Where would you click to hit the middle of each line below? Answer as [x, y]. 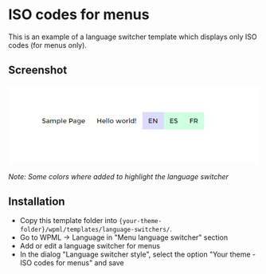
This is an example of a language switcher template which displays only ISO [133, 37]
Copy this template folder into [68, 221]
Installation [37, 201]
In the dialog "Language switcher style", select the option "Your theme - [138, 254]
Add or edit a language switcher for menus [90, 246]
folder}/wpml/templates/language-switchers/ [95, 230]
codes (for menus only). [48, 45]
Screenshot [38, 70]
